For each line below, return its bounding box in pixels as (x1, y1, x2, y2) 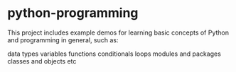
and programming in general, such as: (7, 35, 119, 44)
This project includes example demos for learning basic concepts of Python (7, 28, 230, 37)
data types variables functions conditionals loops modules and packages (7, 49, 222, 58)
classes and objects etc (7, 56, 77, 65)
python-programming (7, 5, 139, 21)
